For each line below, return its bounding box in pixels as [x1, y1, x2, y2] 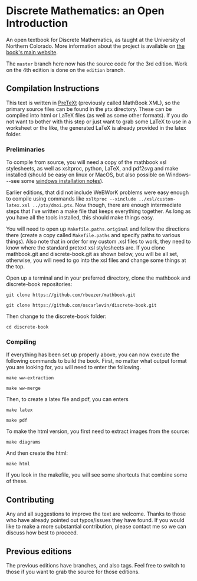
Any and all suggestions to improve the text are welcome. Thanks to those [6, 510, 186, 517]
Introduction [6, 17, 68, 30]
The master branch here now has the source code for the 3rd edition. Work [6, 60, 188, 67]
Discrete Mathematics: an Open [6, 4, 165, 18]
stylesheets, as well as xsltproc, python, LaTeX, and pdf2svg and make [6, 165, 179, 172]
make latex [6, 407, 33, 413]
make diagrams [6, 439, 41, 445]
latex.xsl [6, 202, 31, 209]
